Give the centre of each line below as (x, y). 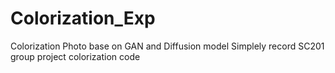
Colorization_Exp (83, 18)
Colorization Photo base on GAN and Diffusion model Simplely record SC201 (167, 46)
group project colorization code (75, 56)
